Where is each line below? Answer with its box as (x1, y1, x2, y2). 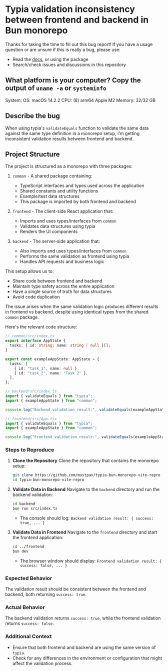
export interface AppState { (5, 338, 66, 343)
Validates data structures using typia (19, 223, 95, 229)
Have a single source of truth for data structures (12, 288, 112, 294)
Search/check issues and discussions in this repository (12, 61, 126, 67)
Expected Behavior (5, 574, 52, 581)
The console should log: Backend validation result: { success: (19, 515, 154, 521)
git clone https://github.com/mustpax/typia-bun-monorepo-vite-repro (12, 472, 161, 478)
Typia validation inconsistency (5, 3, 135, 15)
